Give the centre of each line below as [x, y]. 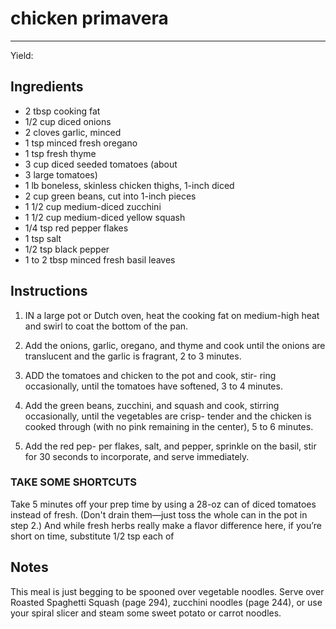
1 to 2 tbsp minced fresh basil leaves [100, 259]
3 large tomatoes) [61, 174]
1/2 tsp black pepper [67, 249]
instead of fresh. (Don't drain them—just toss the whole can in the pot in [159, 514]
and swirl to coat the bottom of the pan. [106, 326]
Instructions [49, 291]
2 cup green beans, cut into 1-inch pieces [110, 196]
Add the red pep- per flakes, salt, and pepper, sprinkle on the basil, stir [170, 446]
